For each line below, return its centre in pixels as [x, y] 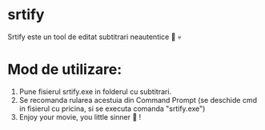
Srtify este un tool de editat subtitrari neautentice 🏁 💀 [94, 37]
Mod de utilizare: [64, 70]
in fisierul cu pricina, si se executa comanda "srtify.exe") [112, 108]
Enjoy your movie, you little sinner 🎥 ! [80, 116]
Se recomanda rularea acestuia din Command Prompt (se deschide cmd [138, 100]
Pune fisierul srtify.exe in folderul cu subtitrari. [95, 91]
